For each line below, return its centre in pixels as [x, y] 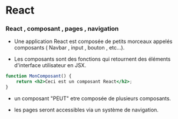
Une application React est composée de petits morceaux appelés [93, 41]
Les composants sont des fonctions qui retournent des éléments [92, 59]
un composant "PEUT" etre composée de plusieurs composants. [93, 98]
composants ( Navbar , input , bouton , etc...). [69, 48]
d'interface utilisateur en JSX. [50, 65]
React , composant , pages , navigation [62, 29]
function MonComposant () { [39, 76]
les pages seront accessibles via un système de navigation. [86, 110]
